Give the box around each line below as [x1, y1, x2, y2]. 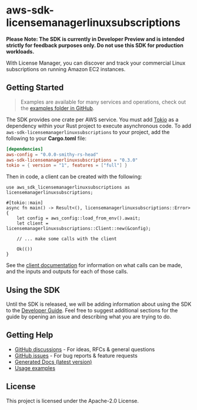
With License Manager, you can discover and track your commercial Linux [6, 59, 186, 66]
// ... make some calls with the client [16, 236, 117, 242]
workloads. [6, 48, 35, 55]
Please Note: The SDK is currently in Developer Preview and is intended [6, 35, 185, 42]
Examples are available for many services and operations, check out [20, 98, 186, 105]
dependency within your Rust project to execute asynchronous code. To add [6, 122, 192, 129]
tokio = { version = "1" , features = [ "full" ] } [6, 162, 128, 168]
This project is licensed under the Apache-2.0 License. [6, 397, 139, 404]
